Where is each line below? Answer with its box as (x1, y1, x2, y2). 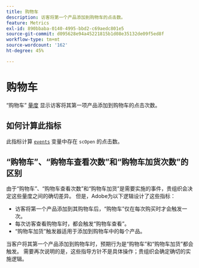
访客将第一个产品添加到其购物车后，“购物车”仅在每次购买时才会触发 (14, 205, 182, 212)
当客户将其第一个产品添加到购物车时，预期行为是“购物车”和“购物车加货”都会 (6, 240, 194, 248)
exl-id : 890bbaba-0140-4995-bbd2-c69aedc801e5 (6, 25, 124, 32)
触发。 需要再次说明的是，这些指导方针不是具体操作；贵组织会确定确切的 (6, 248, 186, 255)
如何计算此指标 (6, 121, 62, 131)
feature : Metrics (6, 20, 50, 26)
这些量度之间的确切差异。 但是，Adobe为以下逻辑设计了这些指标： (11, 193, 176, 200)
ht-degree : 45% (6, 48, 44, 54)
